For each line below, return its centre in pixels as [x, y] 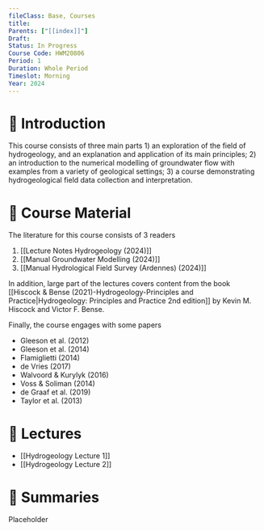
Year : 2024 [27, 83]
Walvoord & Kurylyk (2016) [64, 375]
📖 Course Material [70, 213]
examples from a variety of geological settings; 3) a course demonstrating [132, 171]
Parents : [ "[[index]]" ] [48, 31]
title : [19, 23]
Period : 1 [25, 61]
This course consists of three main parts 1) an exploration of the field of [127, 145]
